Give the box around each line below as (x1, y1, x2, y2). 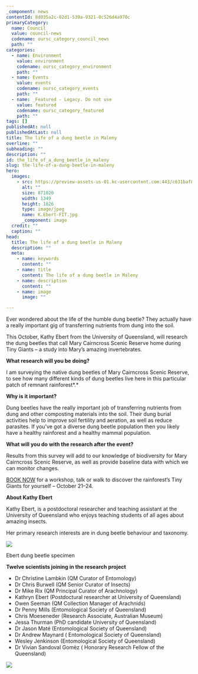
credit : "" (11, 223, 38, 229)
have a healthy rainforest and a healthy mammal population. (6, 429, 151, 437)
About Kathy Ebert (6, 494, 53, 501)
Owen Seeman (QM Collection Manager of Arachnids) (14, 600, 146, 607)
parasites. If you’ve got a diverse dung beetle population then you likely (6, 423, 180, 430)
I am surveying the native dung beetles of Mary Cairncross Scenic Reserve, (6, 369, 190, 376)
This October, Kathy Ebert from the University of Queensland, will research (6, 333, 188, 340)
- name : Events (11, 74, 49, 80)
